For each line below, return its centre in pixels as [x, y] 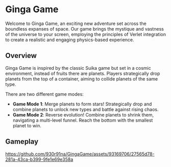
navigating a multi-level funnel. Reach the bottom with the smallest [83, 120]
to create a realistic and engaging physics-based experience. [70, 40]
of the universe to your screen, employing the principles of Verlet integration [86, 34]
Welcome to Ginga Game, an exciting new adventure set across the [76, 23]
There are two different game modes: [45, 94]
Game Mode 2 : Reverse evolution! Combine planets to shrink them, [83, 115]
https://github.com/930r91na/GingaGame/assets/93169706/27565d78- [80, 154]
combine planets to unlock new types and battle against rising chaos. [86, 109]
